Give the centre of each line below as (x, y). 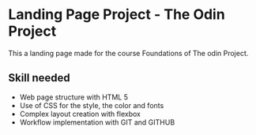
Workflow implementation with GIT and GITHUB (97, 122)
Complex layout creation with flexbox (80, 114)
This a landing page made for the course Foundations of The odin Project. (128, 53)
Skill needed (40, 78)
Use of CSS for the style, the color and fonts (92, 105)
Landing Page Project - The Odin (117, 15)
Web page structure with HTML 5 (74, 97)
